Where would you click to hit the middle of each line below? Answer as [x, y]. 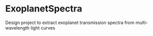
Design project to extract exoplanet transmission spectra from [70, 22]
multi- [142, 22]
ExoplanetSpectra [44, 9]
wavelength [17, 27]
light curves [43, 27]
